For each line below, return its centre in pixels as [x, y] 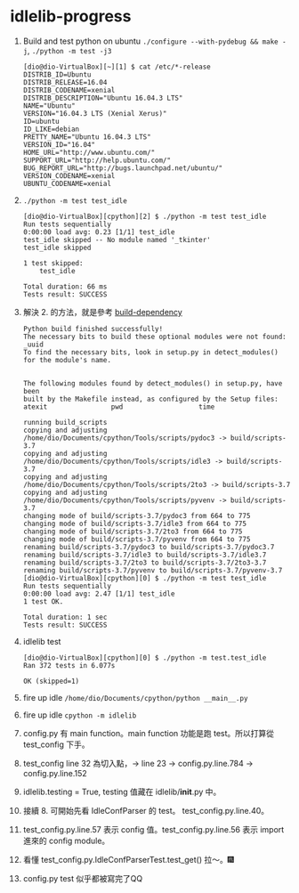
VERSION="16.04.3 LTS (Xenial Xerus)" [95, 113]
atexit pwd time [119, 407]
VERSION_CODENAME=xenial [69, 175]
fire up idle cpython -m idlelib [80, 715]
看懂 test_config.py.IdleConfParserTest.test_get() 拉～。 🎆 [128, 859]
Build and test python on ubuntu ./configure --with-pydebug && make [150, 41]
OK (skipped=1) [51, 681]
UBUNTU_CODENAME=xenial [67, 183]
